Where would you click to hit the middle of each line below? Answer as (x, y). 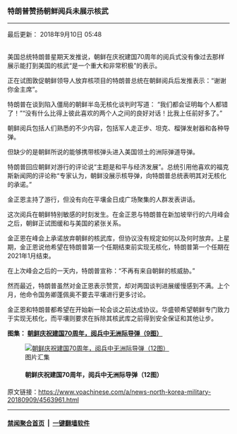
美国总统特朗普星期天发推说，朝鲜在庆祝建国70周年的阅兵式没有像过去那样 (116, 57)
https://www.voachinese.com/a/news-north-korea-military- (125, 392)
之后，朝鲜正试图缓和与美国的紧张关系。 (66, 223)
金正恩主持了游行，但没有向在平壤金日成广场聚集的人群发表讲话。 (103, 199)
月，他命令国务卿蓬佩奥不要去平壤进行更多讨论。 (78, 294)
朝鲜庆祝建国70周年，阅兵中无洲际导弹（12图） (94, 374)
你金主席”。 (24, 89)
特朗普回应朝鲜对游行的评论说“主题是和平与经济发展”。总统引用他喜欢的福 (115, 167)
